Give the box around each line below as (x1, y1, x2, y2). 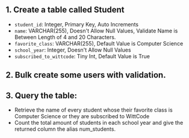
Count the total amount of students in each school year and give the (14, 119, 184, 127)
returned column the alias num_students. (14, 125, 116, 133)
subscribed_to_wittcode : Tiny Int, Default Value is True (14, 52, 150, 59)
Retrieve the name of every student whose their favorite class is (14, 106, 173, 113)
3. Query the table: (5, 90, 78, 101)
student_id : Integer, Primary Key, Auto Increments (14, 20, 139, 28)
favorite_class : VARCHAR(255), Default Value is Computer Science (14, 40, 184, 47)
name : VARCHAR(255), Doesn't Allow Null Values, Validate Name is (14, 27, 178, 34)
